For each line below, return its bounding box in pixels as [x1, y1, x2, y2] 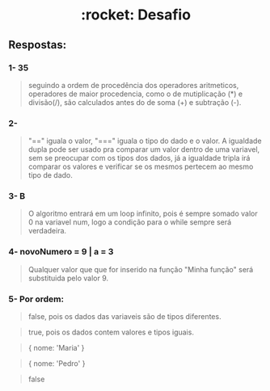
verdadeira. [27, 226, 67, 236]
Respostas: [8, 38, 67, 52]
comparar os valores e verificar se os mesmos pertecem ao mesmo [27, 162, 254, 171]
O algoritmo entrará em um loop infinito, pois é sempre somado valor [27, 208, 258, 219]
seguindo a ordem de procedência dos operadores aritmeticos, [27, 80, 239, 90]
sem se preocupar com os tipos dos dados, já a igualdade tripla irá [27, 153, 251, 163]
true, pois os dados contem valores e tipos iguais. [27, 327, 194, 337]
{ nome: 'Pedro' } [27, 359, 86, 368]
